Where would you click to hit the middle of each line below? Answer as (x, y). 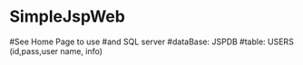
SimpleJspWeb (67, 17)
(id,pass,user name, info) (56, 51)
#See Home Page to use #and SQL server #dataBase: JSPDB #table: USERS (152, 42)
